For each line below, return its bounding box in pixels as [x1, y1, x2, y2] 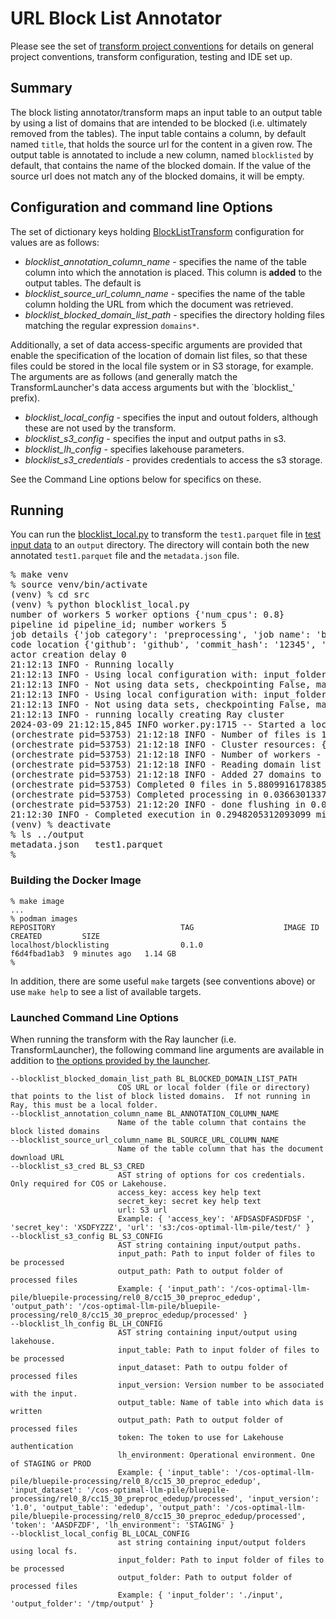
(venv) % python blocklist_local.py [10, 599, 190, 611]
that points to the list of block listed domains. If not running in [10, 1091, 311, 1101]
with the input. [10, 1388, 78, 1399]
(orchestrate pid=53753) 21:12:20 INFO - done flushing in [10, 799, 307, 811]
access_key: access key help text [117, 1187, 262, 1197]
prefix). [10, 392, 41, 404]
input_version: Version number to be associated [117, 1380, 325, 1390]
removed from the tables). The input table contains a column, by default [10, 127, 307, 139]
